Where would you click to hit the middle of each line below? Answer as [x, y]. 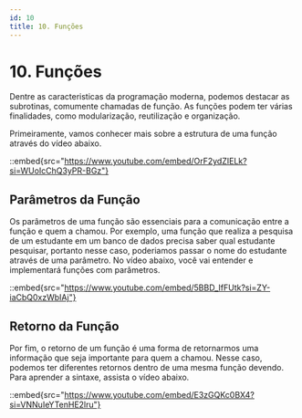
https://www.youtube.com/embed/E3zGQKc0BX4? [159, 395]
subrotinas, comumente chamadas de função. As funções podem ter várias [151, 107]
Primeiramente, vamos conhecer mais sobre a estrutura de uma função [143, 134]
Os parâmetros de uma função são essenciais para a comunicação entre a [149, 222]
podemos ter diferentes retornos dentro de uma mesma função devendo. [147, 368]
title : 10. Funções [47, 26]
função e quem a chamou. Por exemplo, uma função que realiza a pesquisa [151, 231]
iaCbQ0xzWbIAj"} [43, 298]
